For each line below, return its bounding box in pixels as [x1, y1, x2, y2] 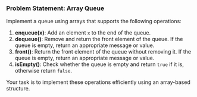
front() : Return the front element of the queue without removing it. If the [14, 48, 192, 55]
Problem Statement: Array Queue [6, 4, 105, 12]
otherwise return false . [14, 67, 73, 74]
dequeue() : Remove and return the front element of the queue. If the [14, 36, 183, 43]
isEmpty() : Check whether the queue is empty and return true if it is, [14, 61, 185, 68]
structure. [6, 85, 30, 92]
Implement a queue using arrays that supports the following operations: [6, 18, 182, 25]
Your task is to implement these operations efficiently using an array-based [6, 79, 190, 86]
